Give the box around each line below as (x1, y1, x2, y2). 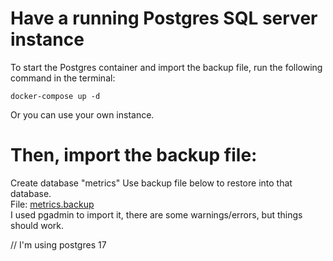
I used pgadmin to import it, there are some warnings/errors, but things (10, 208, 303, 221)
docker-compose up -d (10, 91, 101, 101)
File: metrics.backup (10, 198, 95, 210)
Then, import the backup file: (10, 144, 258, 167)
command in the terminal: (10, 72, 116, 84)
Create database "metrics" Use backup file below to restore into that (10, 177, 293, 189)
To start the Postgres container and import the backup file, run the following (10, 61, 323, 73)
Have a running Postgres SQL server (10, 7, 318, 30)
